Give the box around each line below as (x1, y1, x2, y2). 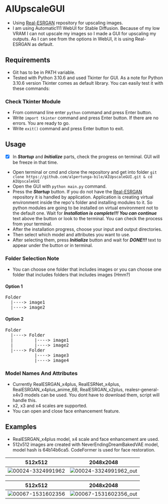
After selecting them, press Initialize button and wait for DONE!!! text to (12, 237, 161, 243)
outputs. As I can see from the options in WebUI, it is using (12, 36, 134, 42)
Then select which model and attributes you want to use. (12, 231, 131, 237)
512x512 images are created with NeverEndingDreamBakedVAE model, (12, 441, 159, 447)
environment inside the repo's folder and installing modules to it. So (12, 199, 152, 205)
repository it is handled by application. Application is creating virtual (12, 194, 153, 200)
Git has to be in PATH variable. (12, 69, 75, 75)
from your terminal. (12, 221, 53, 227)
